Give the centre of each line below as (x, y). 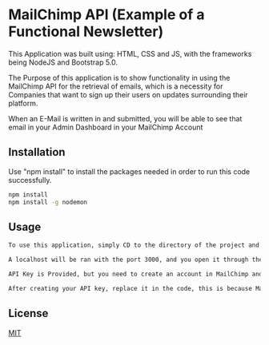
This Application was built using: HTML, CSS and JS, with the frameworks (130, 54)
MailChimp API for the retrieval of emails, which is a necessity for (116, 86)
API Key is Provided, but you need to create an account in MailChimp (128, 274)
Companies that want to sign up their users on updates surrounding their (128, 94)
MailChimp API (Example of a (106, 15)
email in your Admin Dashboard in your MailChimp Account (106, 127)
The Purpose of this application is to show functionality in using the (119, 77)
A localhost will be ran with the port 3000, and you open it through (128, 260)
